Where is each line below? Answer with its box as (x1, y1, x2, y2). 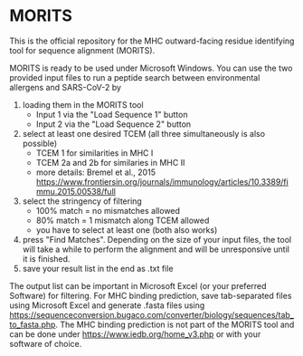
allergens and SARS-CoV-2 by (9, 82, 122, 92)
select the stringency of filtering (22, 196, 142, 207)
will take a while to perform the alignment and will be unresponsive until (22, 244, 289, 255)
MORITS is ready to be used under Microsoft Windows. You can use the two (9, 63, 293, 73)
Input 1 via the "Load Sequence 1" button (35, 109, 188, 120)
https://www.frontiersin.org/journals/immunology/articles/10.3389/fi (35, 176, 289, 187)
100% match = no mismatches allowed (35, 205, 181, 216)
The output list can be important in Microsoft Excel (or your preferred (9, 280, 267, 291)
